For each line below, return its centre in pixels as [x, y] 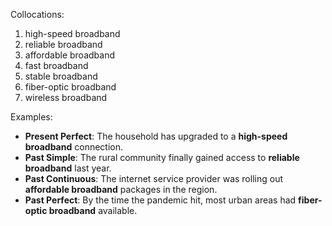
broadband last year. [68, 168]
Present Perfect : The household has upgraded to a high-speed [156, 136]
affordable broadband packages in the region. [121, 189]
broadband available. [93, 210]
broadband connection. [73, 147]
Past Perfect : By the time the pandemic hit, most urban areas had [160, 200]
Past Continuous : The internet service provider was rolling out [153, 178]
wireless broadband [66, 97]
